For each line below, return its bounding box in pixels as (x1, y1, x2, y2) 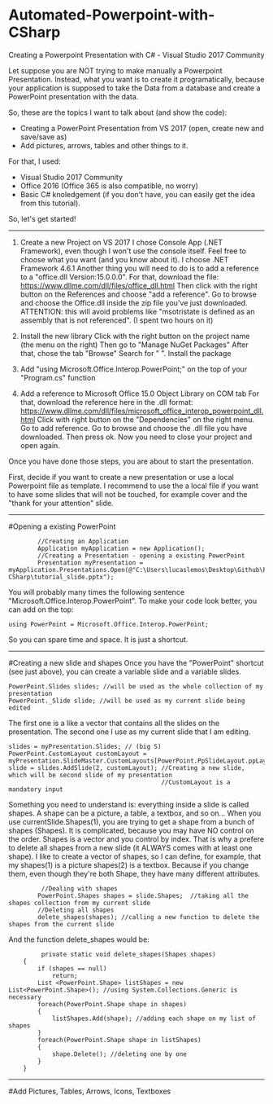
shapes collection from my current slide (8, 899, 151, 907)
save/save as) (19, 132, 67, 142)
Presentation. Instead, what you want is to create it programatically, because (8, 74, 265, 84)
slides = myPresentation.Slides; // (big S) (8, 742, 162, 750)
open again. (19, 440, 61, 450)
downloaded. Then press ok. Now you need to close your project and (19, 432, 253, 442)
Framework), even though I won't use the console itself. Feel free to (19, 246, 246, 256)
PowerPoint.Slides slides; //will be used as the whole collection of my (8, 682, 264, 690)
